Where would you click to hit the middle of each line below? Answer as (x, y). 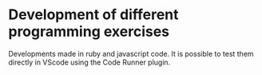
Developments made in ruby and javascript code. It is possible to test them (131, 53)
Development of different (93, 15)
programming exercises (89, 32)
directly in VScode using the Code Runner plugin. (89, 62)
